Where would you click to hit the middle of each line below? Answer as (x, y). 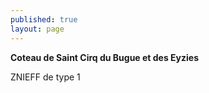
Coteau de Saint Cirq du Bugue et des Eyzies (105, 57)
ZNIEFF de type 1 (45, 77)
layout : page (37, 29)
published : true (44, 19)
